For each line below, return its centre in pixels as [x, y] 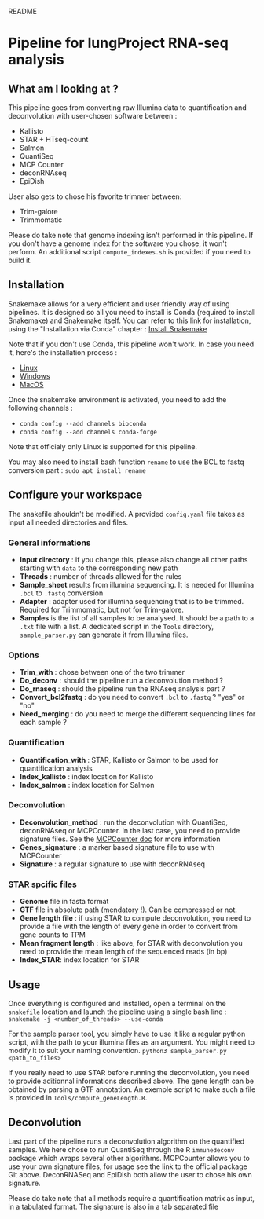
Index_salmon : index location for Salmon [87, 785]
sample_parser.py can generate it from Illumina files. [104, 635]
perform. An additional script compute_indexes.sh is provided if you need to [129, 252]
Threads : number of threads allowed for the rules [101, 576]
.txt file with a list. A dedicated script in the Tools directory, [117, 626]
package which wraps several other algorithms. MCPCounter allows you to [129, 1158]
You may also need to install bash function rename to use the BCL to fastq [126, 462]
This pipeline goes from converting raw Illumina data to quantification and [128, 108]
